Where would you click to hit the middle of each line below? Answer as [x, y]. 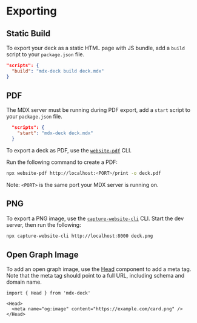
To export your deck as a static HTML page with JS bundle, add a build [95, 48]
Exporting [32, 11]
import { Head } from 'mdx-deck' [48, 293]
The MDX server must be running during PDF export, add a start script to [98, 110]
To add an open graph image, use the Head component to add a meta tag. [99, 269]
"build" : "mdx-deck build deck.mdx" [58, 71]
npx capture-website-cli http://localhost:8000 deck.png [80, 236]
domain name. [24, 282]
